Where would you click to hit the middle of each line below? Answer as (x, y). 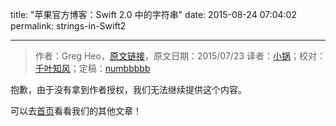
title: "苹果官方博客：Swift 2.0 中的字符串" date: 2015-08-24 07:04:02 (153, 14)
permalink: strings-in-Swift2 (68, 26)
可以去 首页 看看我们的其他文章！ (76, 111)
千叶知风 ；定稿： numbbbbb (92, 68)
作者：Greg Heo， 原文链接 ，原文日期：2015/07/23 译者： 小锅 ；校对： (180, 56)
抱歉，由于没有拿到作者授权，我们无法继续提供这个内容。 (128, 89)
